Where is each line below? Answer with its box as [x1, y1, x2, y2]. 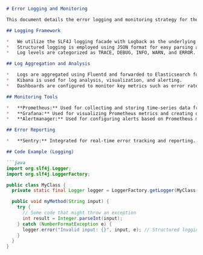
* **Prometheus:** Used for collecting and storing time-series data [6, 105, 190, 111]
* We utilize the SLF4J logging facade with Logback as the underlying [6, 38, 196, 45]
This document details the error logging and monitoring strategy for [6, 16, 188, 22]
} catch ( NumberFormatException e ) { [17, 221, 112, 227]
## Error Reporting [6, 127, 56, 133]
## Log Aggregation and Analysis [6, 61, 91, 67]
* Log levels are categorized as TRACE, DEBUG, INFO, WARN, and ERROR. [6, 50, 196, 56]
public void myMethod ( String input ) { [11, 199, 110, 205]
